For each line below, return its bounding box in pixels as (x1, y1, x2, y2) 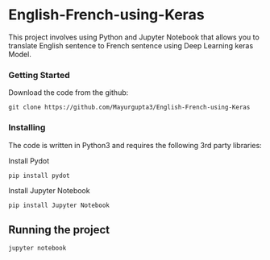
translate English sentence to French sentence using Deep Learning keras (8, 40, 254, 50)
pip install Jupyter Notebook (8, 201, 110, 209)
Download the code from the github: (8, 88, 129, 97)
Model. (8, 49, 32, 59)
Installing (8, 122, 46, 134)
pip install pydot (8, 171, 70, 180)
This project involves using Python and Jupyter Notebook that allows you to (8, 32, 260, 42)
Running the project (8, 223, 110, 237)
